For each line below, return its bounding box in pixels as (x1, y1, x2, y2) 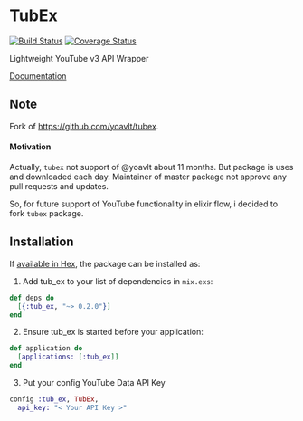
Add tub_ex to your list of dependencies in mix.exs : (22, 275, 213, 286)
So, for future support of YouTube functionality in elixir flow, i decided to (9, 198, 279, 209)
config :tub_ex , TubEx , (9, 395, 99, 404)
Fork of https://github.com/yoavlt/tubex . (9, 120, 159, 131)
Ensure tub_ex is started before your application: (22, 327, 204, 338)
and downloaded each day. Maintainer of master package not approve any (9, 171, 288, 182)
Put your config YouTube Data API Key (22, 378, 166, 388)
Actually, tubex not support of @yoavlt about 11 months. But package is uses (9, 161, 294, 172)
